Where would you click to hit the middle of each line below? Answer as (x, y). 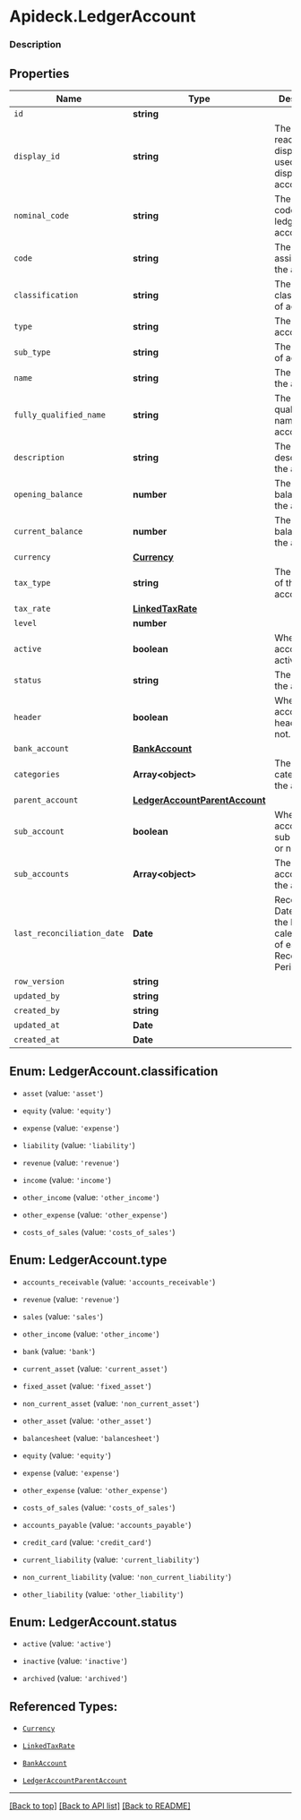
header (28, 717)
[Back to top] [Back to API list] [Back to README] (100, 1806)
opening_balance (48, 494)
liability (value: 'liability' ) (79, 1145)
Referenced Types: (64, 1707)
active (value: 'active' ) (67, 1644)
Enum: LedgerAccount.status (93, 1622)
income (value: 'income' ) (67, 1180)
